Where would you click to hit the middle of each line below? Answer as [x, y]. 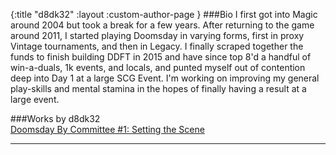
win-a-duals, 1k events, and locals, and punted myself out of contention [158, 67]
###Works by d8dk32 [55, 118]
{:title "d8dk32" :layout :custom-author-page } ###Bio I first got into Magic [164, 14]
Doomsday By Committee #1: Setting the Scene [107, 129]
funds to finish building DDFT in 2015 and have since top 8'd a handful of [161, 57]
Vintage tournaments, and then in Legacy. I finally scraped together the [157, 46]
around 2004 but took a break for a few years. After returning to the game [162, 25]
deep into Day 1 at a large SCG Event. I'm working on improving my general [165, 78]
